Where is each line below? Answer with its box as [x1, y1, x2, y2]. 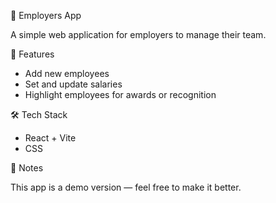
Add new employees [24, 68, 110, 79]
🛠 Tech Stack [10, 109, 68, 120]
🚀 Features [10, 48, 55, 60]
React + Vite [24, 132, 77, 144]
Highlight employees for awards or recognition [24, 89, 217, 100]
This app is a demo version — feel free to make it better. [10, 181, 242, 193]
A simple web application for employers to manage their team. [10, 29, 267, 40]
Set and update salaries [24, 78, 123, 90]
